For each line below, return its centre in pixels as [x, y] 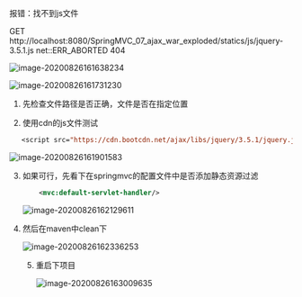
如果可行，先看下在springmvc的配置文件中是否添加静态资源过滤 [140, 175]
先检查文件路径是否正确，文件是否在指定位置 [105, 103]
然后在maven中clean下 [65, 229]
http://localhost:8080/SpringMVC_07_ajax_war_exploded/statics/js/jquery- [147, 40]
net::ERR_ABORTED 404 [80, 50]
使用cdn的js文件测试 [60, 123]
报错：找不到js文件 [44, 13]
